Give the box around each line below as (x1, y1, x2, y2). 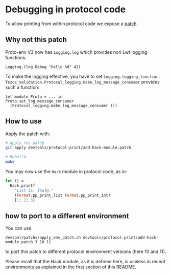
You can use (5, 225, 32, 231)
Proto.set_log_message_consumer (5, 98, 74, 103)
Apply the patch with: (5, 131, 50, 137)
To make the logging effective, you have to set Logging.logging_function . (5, 73, 160, 79)
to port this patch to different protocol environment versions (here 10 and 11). (5, 248, 166, 255)
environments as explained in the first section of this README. (5, 264, 137, 270)
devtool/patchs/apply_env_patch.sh (5, 235, 81, 240)
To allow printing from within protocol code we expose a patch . (5, 20, 138, 27)
